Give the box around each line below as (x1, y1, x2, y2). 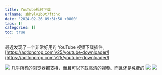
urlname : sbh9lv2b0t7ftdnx (5, 12, 60, 17)
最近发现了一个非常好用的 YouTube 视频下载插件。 (5, 44, 107, 50)
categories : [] (5, 25, 36, 30)
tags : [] (5, 21, 23, 26)
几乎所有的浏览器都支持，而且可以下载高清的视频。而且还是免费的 (11, 65, 145, 71)
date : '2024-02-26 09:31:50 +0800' (5, 16, 78, 21)
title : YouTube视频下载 (5, 7, 51, 12)
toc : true (5, 30, 26, 35)
